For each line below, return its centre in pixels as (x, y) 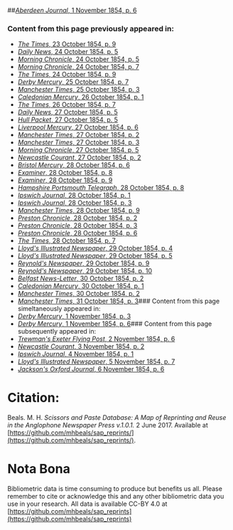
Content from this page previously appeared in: (91, 28)
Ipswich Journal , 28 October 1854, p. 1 (74, 196)
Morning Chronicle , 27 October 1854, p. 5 (78, 150)
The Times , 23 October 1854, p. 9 (67, 44)
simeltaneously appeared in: (59, 309)
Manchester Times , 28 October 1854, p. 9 (78, 211)
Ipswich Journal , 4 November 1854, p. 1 (76, 354)
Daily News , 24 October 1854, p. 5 (68, 52)
